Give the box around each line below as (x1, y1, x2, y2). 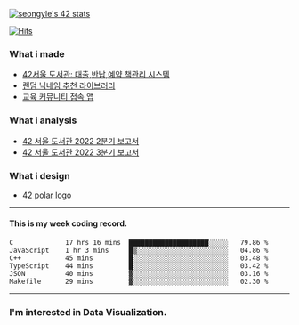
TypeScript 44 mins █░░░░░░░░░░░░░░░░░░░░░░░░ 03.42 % (9, 262, 269, 271)
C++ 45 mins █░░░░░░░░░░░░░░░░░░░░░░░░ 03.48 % (9, 254, 269, 263)
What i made (9, 47, 65, 60)
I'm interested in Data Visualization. (9, 306, 167, 319)
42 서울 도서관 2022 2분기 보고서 (21, 135, 140, 146)
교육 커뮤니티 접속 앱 (21, 92, 94, 102)
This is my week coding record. (9, 218, 127, 229)
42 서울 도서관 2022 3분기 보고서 (21, 147, 140, 158)
